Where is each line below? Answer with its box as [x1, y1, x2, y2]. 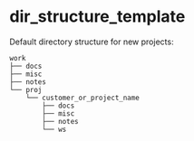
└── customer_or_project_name [25, 93, 141, 102]
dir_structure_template [9, 6, 186, 27]
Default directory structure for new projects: [9, 36, 174, 47]
